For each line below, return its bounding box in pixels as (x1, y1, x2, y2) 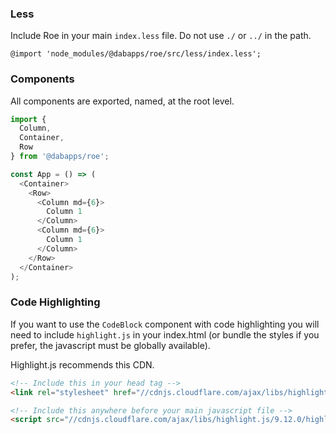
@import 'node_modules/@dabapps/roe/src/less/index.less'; (10, 49, 262, 59)
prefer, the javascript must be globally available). (10, 339, 211, 351)
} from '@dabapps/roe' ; (10, 152, 110, 162)
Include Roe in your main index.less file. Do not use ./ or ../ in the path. (10, 30, 312, 42)
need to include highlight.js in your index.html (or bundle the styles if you (10, 328, 320, 341)
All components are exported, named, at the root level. (10, 95, 235, 107)
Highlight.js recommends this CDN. (10, 358, 155, 371)
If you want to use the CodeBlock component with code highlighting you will (10, 318, 320, 330)
